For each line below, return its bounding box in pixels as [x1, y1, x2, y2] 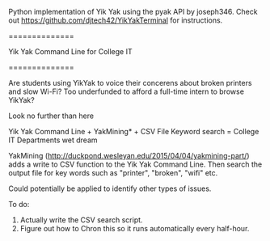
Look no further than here [8, 111, 95, 120]
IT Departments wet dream [8, 135, 99, 145]
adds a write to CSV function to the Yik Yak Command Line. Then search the [8, 159, 263, 169]
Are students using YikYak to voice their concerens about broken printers [8, 78, 252, 87]
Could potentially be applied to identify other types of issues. [8, 184, 212, 193]
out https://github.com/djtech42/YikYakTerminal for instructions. [8, 15, 223, 25]
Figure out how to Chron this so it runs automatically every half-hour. [19, 224, 250, 233]
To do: [8, 200, 30, 209]
